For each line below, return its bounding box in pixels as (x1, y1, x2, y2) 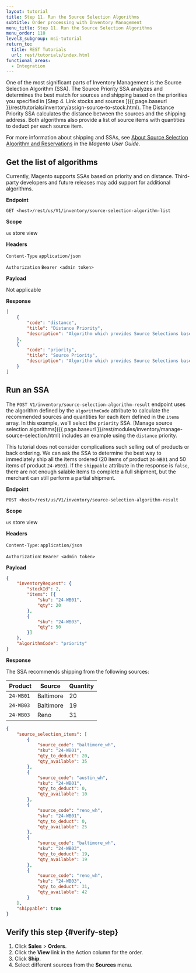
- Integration (11, 63, 45, 69)
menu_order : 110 (6, 30, 45, 36)
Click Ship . (14, 955, 41, 962)
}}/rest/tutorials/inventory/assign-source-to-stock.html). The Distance (6, 104, 174, 111)
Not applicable (6, 286, 41, 293)
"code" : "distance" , (27, 320, 77, 326)
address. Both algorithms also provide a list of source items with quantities (6, 117, 185, 124)
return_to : (6, 42, 33, 47)
